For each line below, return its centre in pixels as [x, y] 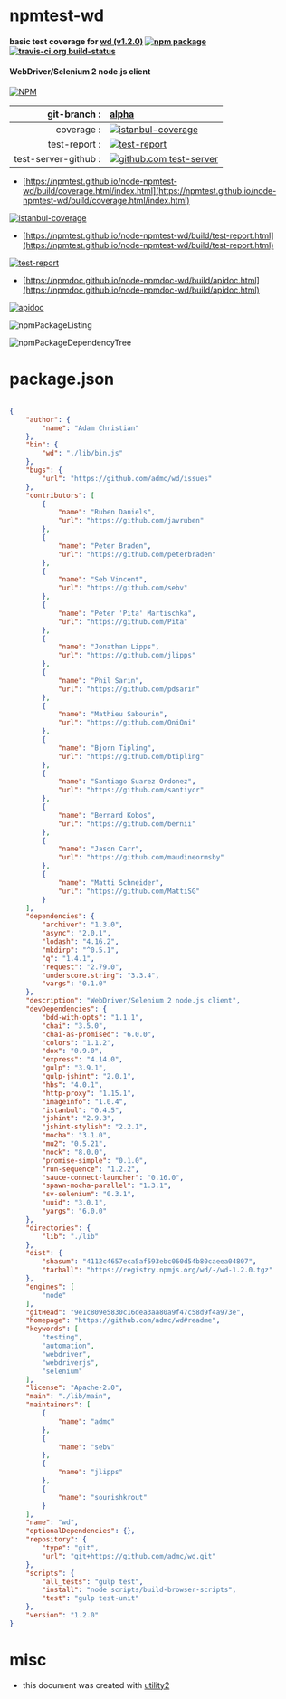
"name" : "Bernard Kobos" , [106, 815]
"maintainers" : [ [58, 1405]
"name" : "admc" [86, 1421]
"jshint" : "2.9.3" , [79, 1118]
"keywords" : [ [52, 1329]
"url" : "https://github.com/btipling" [131, 756]
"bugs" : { [44, 470]
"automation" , [68, 1346]
